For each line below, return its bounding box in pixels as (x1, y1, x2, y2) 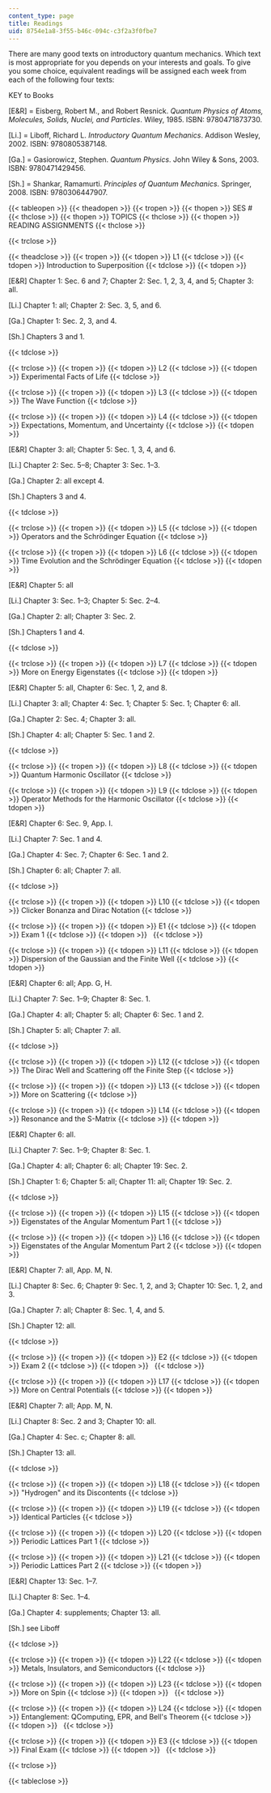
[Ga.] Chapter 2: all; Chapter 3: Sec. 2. (8, 612, 136, 622)
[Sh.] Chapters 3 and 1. (8, 332, 85, 342)
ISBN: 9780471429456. (8, 164, 87, 173)
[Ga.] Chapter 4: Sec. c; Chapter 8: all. (8, 1432, 136, 1442)
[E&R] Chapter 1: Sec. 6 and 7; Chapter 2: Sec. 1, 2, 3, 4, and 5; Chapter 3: (8, 276, 254, 286)
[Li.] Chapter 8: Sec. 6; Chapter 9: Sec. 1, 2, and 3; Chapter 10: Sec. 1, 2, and (8, 1281, 263, 1291)
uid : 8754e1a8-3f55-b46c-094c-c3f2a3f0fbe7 (8, 27, 158, 35)
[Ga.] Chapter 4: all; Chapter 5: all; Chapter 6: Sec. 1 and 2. (8, 1009, 205, 1020)
